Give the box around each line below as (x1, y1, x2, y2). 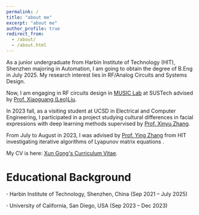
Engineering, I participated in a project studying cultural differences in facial (6, 113, 194, 120)
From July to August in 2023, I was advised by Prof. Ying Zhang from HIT (6, 131, 187, 138)
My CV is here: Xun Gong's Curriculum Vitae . (6, 149, 118, 156)
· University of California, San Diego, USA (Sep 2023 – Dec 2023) (6, 202, 168, 209)
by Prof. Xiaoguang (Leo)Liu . (6, 95, 77, 102)
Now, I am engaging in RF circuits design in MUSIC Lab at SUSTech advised (6, 89, 194, 96)
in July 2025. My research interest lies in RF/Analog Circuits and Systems (6, 71, 188, 78)
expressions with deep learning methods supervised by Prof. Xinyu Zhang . (6, 120, 191, 127)
